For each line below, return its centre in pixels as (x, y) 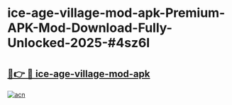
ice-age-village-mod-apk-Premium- (116, 13)
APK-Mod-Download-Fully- (90, 28)
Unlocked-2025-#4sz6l (79, 43)
